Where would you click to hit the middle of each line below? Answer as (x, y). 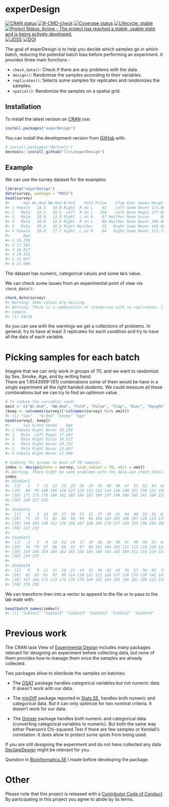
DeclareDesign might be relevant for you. (48, 750)
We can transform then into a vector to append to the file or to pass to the (81, 594)
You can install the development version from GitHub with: (65, 138)
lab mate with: (20, 599)
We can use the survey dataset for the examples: (56, 179)
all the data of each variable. (35, 337)
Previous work (36, 633)
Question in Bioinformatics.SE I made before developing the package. (77, 760)
